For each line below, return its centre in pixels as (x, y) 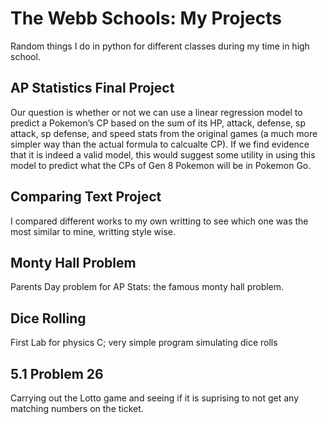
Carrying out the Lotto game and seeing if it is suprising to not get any (155, 398)
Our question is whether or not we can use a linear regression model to (156, 112)
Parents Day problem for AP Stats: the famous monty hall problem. (147, 287)
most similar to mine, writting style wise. (93, 231)
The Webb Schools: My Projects (146, 18)
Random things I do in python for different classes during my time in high (160, 46)
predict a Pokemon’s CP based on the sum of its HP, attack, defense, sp (158, 123)
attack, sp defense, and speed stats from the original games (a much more (164, 133)
